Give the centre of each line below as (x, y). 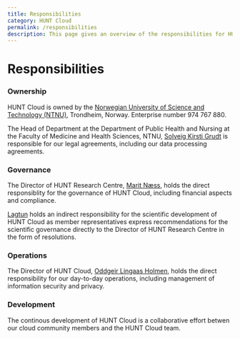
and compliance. (32, 201)
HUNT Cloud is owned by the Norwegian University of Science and (106, 107)
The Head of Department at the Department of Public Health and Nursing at (119, 128)
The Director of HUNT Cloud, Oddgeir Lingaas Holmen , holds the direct (112, 271)
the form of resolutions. (42, 237)
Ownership (27, 91)
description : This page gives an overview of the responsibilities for (116, 34)
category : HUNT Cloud (40, 21)
